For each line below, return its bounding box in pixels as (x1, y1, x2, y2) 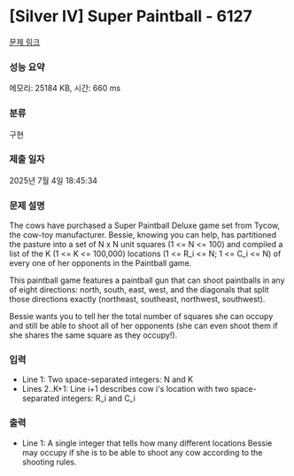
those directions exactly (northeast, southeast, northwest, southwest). (9, 294, 266, 305)
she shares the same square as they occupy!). (9, 330, 178, 340)
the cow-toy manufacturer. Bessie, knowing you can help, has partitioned (9, 230, 277, 240)
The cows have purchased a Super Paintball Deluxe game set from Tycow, (9, 220, 281, 231)
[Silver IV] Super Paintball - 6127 (9, 6, 252, 27)
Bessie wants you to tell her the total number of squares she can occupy (9, 311, 274, 322)
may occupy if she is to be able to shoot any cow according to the (21, 447, 263, 457)
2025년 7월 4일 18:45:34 (9, 175, 98, 185)
